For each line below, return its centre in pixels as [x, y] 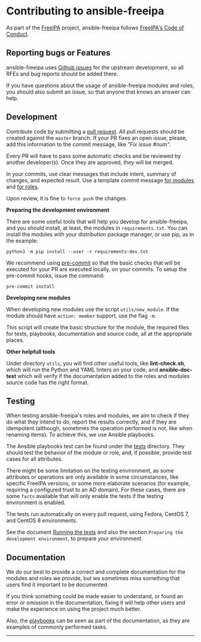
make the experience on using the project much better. [74, 609]
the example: [22, 241]
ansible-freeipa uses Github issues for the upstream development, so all [95, 67]
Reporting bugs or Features [58, 53]
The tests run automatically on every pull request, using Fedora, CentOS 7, [98, 514]
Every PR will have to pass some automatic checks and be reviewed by [94, 156]
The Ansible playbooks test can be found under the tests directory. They [95, 446]
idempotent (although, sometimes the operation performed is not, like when [99, 428]
